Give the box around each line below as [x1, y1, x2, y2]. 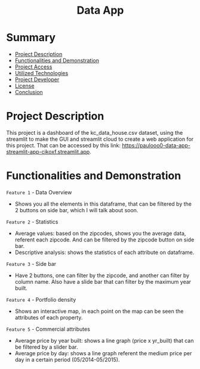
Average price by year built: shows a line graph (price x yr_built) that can [14, 337, 194, 344]
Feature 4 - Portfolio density [6, 296, 76, 303]
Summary [6, 31, 56, 45]
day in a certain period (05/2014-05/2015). [14, 356, 120, 363]
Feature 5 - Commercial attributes [6, 325, 91, 333]
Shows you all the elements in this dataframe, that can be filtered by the [14, 200, 192, 207]
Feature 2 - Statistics [6, 218, 59, 225]
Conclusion [14, 89, 43, 96]
